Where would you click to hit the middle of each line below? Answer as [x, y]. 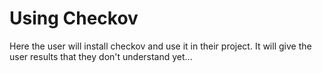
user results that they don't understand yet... [101, 56]
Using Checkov [74, 18]
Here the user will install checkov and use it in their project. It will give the [160, 46]
